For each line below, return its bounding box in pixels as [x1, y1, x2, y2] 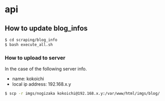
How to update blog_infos [5, 24, 88, 33]
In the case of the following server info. [5, 66, 87, 72]
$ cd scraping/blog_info [5, 37, 58, 42]
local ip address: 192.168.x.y [12, 81, 71, 87]
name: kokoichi [12, 75, 44, 82]
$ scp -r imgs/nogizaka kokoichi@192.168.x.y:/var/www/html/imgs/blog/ [5, 91, 160, 96]
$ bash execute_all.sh [5, 42, 53, 47]
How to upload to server [5, 54, 66, 61]
